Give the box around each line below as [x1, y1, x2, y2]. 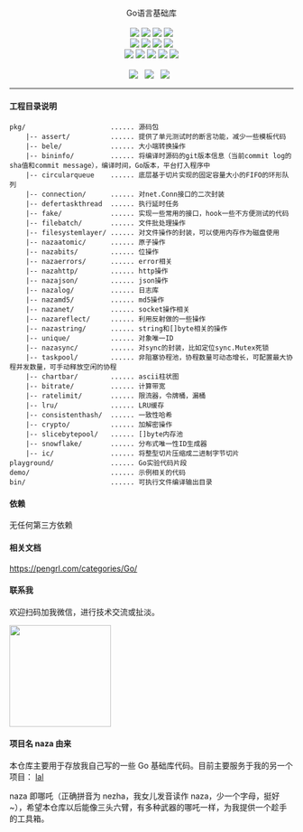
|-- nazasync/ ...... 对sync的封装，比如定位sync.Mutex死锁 [25, 343, 270, 353]
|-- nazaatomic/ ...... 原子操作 [25, 238, 166, 248]
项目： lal [9, 771, 44, 782]
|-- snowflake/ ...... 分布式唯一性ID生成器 [25, 440, 207, 449]
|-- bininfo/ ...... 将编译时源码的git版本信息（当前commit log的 [25, 152, 292, 161]
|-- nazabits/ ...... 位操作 [25, 248, 160, 257]
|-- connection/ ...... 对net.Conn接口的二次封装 [25, 190, 225, 200]
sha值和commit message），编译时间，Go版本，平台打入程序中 [9, 161, 210, 171]
